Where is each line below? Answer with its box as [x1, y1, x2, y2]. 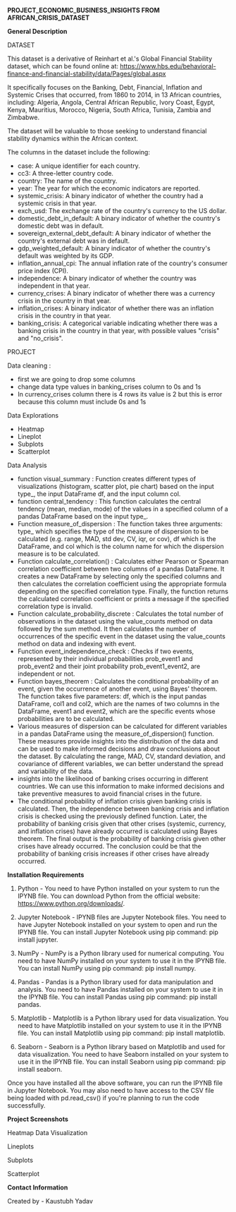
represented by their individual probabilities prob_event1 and [17, 655, 193, 662]
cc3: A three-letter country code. [17, 169, 114, 177]
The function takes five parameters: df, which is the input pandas [17, 692, 207, 701]
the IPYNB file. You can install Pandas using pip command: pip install [17, 993, 217, 1001]
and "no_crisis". [17, 334, 63, 342]
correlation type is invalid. [17, 602, 93, 610]
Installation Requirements [7, 871, 85, 879]
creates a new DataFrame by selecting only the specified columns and [17, 572, 222, 581]
